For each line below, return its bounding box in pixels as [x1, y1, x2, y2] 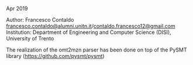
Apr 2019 [6, 5, 28, 12]
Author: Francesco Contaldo [6, 16, 74, 23]
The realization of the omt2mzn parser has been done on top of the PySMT [6, 46, 187, 53]
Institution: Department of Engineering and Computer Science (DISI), [6, 29, 171, 36]
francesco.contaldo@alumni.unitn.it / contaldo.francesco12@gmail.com [6, 23, 175, 29]
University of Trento [6, 35, 54, 42]
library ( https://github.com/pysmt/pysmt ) [6, 53, 105, 59]
